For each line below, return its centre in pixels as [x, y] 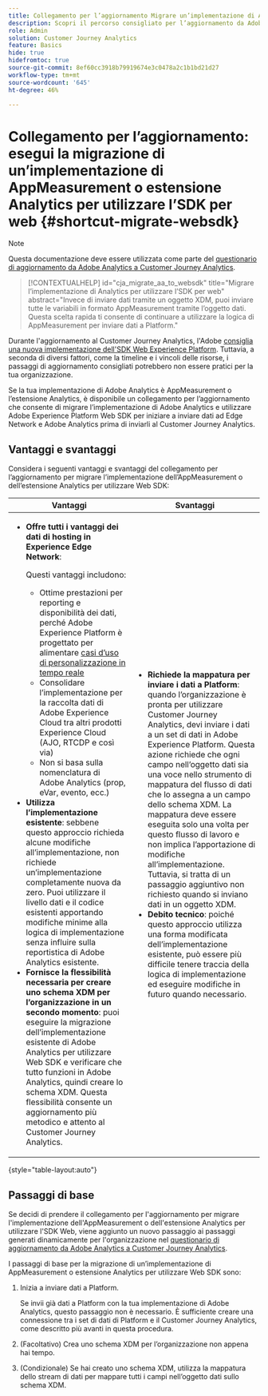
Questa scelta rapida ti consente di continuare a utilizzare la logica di [141, 317]
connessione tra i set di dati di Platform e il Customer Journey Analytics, [138, 1320]
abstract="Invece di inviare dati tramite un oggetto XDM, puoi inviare [140, 300]
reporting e [60, 603]
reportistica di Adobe [65, 953]
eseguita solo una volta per [198, 825]
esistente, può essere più [194, 954]
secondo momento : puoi [73, 1012]
